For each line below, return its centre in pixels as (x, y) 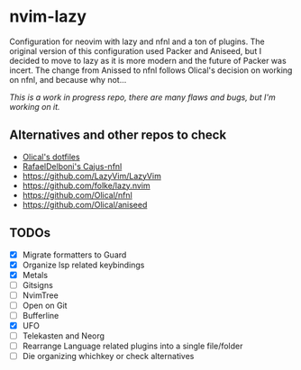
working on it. (35, 106)
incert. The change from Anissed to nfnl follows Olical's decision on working (151, 70)
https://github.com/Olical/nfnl (77, 194)
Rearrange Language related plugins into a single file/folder (132, 346)
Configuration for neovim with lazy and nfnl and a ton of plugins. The (137, 41)
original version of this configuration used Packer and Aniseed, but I (136, 50)
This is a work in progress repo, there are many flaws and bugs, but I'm (143, 97)
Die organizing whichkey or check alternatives (108, 356)
